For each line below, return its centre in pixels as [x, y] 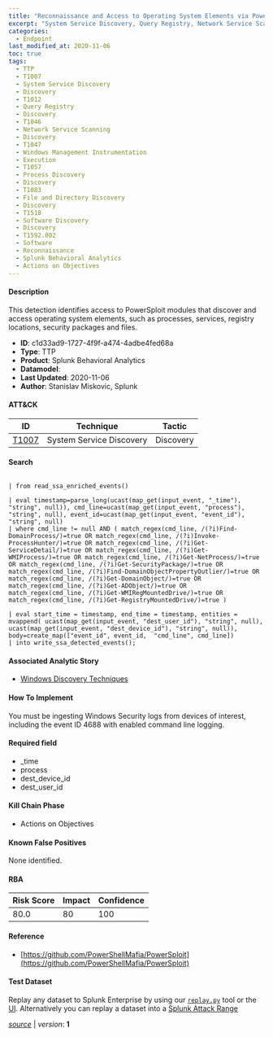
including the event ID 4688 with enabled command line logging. [117, 724]
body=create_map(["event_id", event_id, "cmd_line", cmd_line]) [121, 636]
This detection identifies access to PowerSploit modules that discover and [132, 309]
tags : [17, 62]
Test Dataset [30, 982]
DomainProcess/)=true [45, 536]
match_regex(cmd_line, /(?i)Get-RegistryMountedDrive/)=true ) [118, 600]
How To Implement [41, 698]
